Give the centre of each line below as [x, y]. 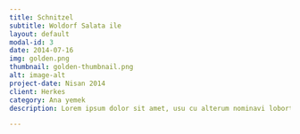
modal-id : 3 [31, 42]
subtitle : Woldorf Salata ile [66, 26]
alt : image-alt [37, 75]
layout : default [39, 34]
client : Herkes [37, 91]
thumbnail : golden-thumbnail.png [71, 67]
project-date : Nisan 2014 [57, 83]
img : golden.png [39, 59]
